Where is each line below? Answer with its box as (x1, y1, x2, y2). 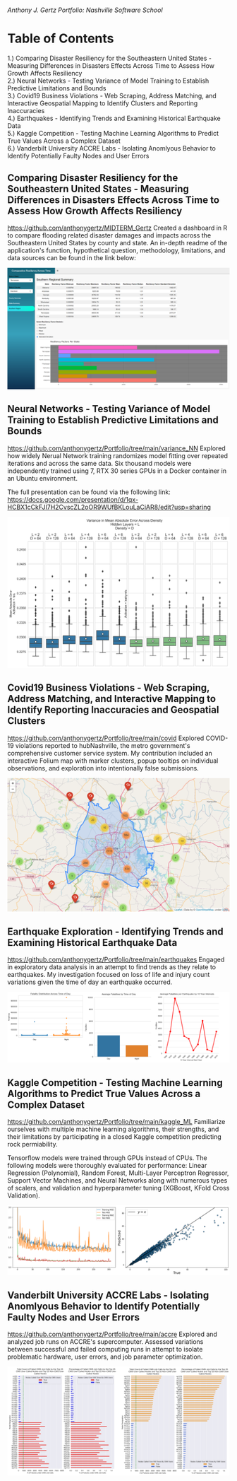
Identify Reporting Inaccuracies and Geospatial (7, 704, 219, 716)
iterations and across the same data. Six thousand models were (7, 459, 192, 467)
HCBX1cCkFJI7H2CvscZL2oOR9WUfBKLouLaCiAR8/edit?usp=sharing (7, 503, 212, 511)
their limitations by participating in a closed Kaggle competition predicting (7, 1132, 222, 1141)
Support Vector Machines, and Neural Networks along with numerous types (7, 1176, 228, 1184)
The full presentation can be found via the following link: (7, 488, 171, 496)
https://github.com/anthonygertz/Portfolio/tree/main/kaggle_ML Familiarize (7, 1117, 226, 1125)
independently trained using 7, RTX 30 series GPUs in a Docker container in (7, 467, 227, 475)
